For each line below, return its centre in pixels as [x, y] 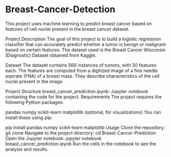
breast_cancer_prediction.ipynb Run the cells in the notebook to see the [81, 144]
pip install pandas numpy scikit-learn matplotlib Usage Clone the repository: [85, 127]
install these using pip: [29, 117]
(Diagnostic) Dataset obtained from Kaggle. [51, 55]
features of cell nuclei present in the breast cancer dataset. [68, 29]
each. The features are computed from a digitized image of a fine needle [82, 71]
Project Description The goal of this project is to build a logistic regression [83, 39]
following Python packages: [34, 102]
